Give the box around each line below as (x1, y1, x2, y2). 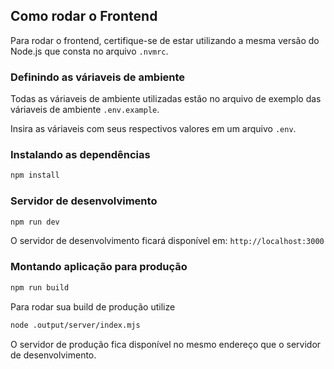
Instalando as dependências (10, 148, 151, 162)
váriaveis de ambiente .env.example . (10, 104, 160, 116)
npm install (10, 170, 60, 181)
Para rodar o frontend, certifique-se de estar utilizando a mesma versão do (10, 34, 320, 46)
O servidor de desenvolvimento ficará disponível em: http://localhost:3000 (10, 235, 325, 247)
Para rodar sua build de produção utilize (10, 300, 176, 313)
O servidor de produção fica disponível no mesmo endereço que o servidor (10, 338, 322, 350)
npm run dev (10, 217, 60, 227)
